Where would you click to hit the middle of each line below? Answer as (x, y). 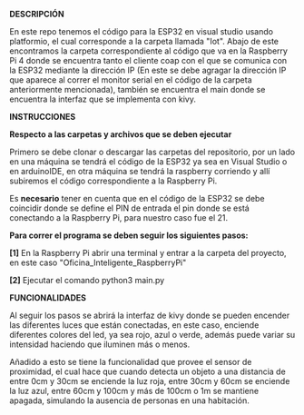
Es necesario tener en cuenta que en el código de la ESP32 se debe (137, 198)
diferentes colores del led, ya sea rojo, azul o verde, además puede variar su (152, 335)
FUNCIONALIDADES (48, 298)
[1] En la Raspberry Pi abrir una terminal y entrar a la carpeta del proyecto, (148, 253)
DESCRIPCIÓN (37, 14)
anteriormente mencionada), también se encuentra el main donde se (137, 89)
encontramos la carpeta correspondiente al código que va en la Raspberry (149, 51)
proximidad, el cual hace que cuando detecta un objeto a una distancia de (147, 371)
